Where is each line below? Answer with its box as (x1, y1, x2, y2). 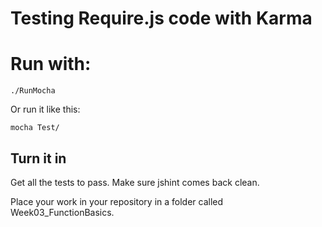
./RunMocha (10, 86, 56, 96)
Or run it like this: (10, 103, 81, 116)
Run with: (10, 53, 92, 76)
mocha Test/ (10, 123, 60, 133)
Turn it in (10, 150, 67, 167)
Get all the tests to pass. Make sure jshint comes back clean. (10, 176, 260, 188)
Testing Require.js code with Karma (10, 7, 313, 30)
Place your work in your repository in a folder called (10, 195, 224, 207)
